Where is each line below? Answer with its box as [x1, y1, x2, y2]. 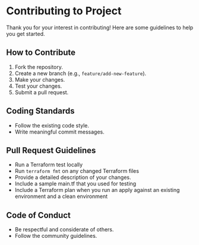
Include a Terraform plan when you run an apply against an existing [14, 187, 180, 194]
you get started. [6, 30, 46, 37]
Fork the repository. [14, 63, 64, 70]
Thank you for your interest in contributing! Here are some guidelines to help [6, 24, 194, 31]
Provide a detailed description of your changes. [14, 174, 131, 181]
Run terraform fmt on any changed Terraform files [14, 168, 140, 175]
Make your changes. [14, 76, 65, 83]
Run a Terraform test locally [14, 161, 83, 168]
